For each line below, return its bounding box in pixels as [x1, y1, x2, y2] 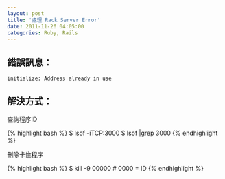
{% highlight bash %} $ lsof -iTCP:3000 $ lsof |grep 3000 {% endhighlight [7, 129, 218, 137]
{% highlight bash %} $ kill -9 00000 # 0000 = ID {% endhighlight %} [7, 164, 204, 172]
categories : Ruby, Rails [7, 29, 78, 36]
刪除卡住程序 [7, 150, 43, 158]
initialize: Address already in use [7, 75, 112, 83]
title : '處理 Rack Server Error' [7, 17, 101, 23]
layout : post [7, 10, 45, 17]
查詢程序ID [7, 115, 38, 123]
